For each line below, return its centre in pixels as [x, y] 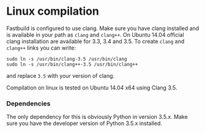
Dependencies [28, 104]
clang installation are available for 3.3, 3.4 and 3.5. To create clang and [95, 41]
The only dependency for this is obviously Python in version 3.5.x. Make [97, 117]
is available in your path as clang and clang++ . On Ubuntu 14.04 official [95, 34]
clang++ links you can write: [41, 48]
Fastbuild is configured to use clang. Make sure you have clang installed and [103, 28]
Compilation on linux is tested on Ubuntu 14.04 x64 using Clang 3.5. [92, 88]
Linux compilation [53, 11]
